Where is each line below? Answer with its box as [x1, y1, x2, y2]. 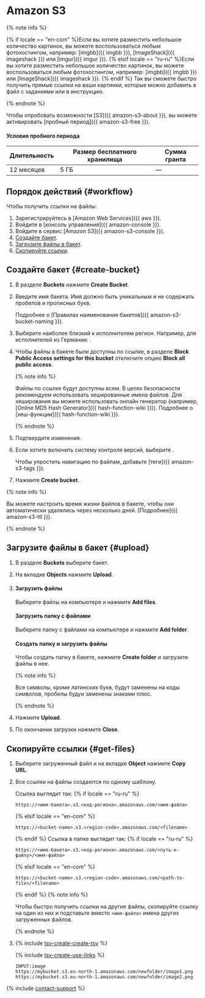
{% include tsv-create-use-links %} [15, 951, 105, 958]
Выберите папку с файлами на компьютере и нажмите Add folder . [15, 625, 189, 633]
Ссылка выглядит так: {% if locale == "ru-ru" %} [15, 790, 140, 797]
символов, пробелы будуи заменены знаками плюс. [15, 690, 153, 698]
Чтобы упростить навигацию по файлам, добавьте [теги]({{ [15, 458, 170, 465]
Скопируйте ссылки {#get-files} [6, 743, 135, 754]
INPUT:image [15, 963, 46, 969]
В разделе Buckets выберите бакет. [15, 559, 109, 566]
